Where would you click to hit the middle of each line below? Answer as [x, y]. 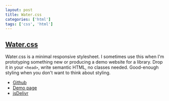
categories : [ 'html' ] [28, 19]
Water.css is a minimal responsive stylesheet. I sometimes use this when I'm [85, 57]
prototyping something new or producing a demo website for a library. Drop [84, 62]
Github [19, 83]
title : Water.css [24, 15]
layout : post [19, 10]
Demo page [25, 88]
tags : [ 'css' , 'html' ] [29, 24]
